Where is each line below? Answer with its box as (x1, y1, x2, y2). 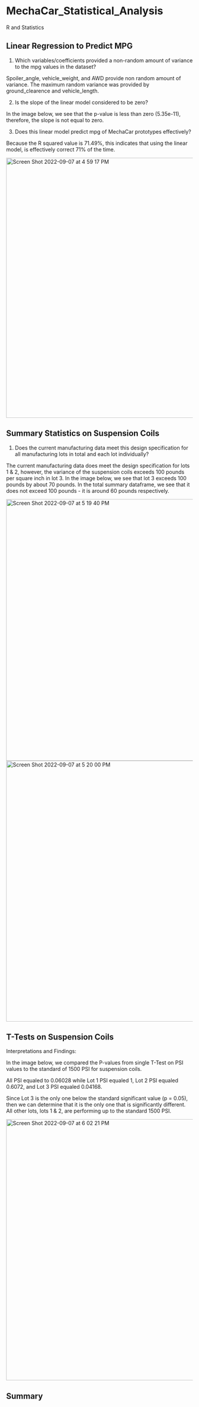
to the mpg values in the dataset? (14, 63, 97, 70)
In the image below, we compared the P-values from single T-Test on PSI (6, 1059, 184, 1066)
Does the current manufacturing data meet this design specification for (14, 444, 188, 451)
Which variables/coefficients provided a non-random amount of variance (14, 56, 193, 64)
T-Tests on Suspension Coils (6, 1032, 114, 1042)
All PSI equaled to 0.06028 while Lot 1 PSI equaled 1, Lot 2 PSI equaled (6, 1077, 179, 1084)
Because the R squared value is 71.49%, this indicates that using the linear (6, 140, 188, 147)
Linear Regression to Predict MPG (6, 41, 133, 51)
